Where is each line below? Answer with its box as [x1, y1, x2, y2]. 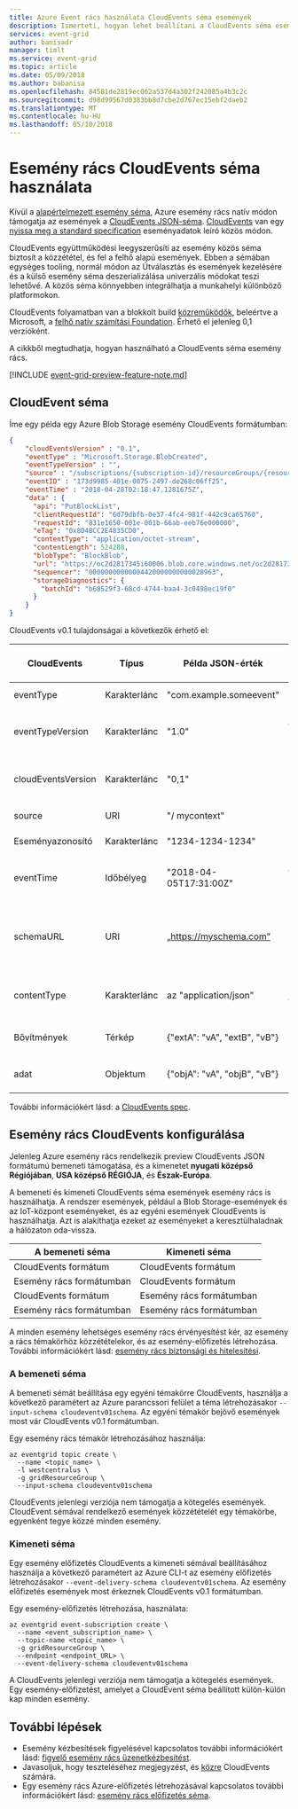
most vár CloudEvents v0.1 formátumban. [9, 1416, 160, 1427]
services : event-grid [9, 29, 90, 38]
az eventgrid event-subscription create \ [9, 1620, 169, 1630]
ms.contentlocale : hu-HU [9, 112, 101, 121]
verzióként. [9, 325, 51, 336]
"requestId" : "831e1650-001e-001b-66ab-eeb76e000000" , [32, 518, 240, 528]
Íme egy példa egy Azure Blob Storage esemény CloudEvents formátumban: [9, 419, 288, 429]
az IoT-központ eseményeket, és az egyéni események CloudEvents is [9, 1205, 266, 1216]
